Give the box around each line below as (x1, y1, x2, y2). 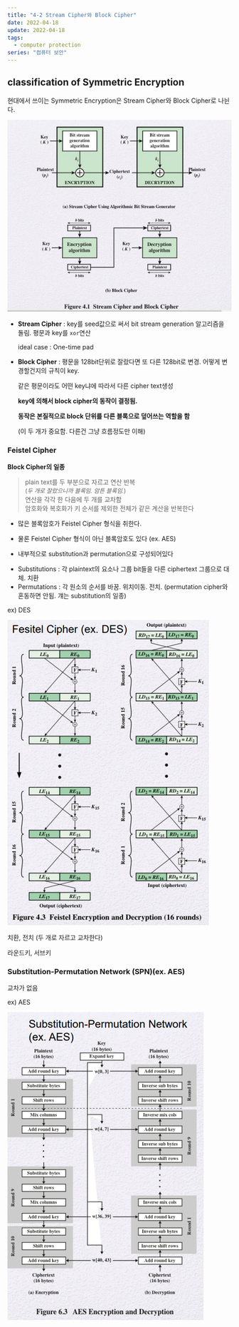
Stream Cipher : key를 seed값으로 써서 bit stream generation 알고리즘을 (17, 319, 225, 328)
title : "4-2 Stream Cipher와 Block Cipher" (7, 11, 137, 19)
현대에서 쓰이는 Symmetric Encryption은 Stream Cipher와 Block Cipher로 (7, 96, 217, 105)
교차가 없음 (7, 983, 38, 992)
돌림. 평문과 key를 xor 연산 (17, 329, 91, 337)
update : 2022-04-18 (7, 26, 65, 34)
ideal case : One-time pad (17, 343, 94, 352)
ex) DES (7, 605, 31, 614)
